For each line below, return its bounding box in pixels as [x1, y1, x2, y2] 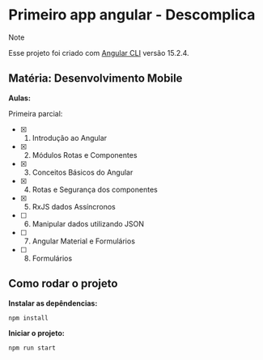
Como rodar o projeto [8, 277, 118, 290]
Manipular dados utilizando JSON [32, 218, 144, 228]
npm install [8, 314, 49, 322]
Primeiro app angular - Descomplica [8, 6, 256, 24]
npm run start [8, 344, 57, 352]
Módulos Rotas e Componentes [32, 150, 138, 159]
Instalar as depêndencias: [8, 298, 98, 308]
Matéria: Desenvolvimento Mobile [8, 71, 183, 86]
